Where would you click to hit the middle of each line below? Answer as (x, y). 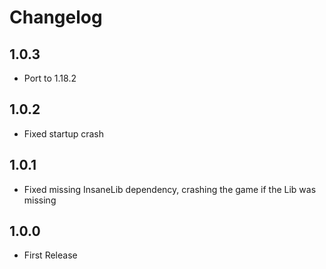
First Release (50, 255)
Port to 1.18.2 (50, 78)
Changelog (56, 17)
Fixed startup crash (64, 133)
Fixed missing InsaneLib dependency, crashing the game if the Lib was (170, 189)
